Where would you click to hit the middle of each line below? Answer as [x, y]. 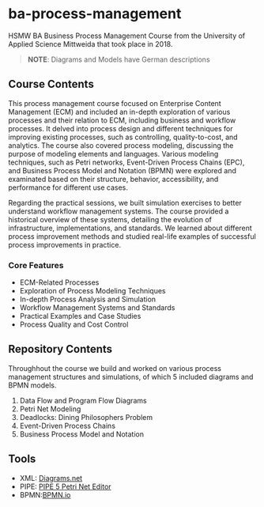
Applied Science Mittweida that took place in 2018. [91, 44]
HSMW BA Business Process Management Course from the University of [127, 36]
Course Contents [51, 84]
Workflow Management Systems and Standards [97, 308]
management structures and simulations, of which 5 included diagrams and [131, 376]
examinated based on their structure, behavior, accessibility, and [113, 179]
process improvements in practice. [64, 244]
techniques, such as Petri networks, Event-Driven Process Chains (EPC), [126, 162]
